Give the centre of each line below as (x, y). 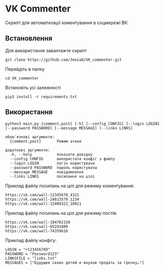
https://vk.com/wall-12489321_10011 (43, 204)
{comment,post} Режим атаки (45, 141)
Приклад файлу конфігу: (31, 240)
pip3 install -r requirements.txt (41, 97)
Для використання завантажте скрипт (46, 50)
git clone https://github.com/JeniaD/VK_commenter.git (63, 60)
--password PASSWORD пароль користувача (53, 168)
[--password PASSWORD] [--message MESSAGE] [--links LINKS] (69, 128)
